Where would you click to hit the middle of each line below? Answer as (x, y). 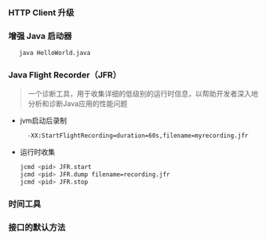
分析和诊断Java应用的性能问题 (78, 104)
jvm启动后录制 (43, 120)
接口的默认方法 (37, 227)
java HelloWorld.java (55, 53)
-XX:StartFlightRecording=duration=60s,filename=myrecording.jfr (138, 136)
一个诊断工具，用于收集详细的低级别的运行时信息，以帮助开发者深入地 (143, 94)
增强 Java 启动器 (40, 36)
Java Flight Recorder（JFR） (65, 75)
